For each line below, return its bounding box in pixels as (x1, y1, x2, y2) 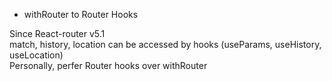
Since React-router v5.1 (9, 28, 106, 39)
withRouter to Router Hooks (23, 9, 139, 20)
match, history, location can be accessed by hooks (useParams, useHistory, (9, 39, 322, 50)
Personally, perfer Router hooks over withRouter (9, 60, 208, 71)
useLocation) (9, 49, 64, 61)
